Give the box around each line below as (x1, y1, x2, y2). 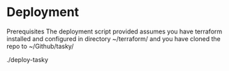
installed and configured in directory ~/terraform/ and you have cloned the (6, 34, 221, 42)
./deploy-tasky (6, 55, 49, 63)
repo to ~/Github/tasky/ (6, 42, 74, 50)
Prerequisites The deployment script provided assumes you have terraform (6, 27, 223, 35)
